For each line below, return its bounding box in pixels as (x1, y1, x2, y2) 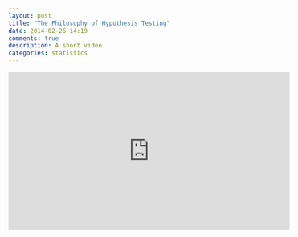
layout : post (8, 11, 52, 20)
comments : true (8, 34, 59, 43)
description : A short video (8, 42, 103, 50)
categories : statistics (8, 49, 88, 57)
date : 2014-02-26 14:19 (8, 27, 88, 35)
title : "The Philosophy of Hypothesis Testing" (8, 19, 171, 27)
